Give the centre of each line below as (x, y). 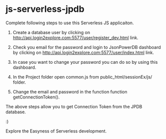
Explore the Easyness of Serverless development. (56, 131)
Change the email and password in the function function (70, 92)
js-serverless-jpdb (45, 9)
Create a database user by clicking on (51, 32)
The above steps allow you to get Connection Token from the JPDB (74, 106)
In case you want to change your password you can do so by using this (85, 62)
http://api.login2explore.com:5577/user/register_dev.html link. (76, 38)
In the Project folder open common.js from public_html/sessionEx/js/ (83, 77)
